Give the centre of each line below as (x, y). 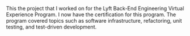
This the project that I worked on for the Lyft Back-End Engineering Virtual (95, 8)
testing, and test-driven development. (51, 27)
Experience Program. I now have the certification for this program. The (91, 15)
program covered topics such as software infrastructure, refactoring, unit (94, 21)
